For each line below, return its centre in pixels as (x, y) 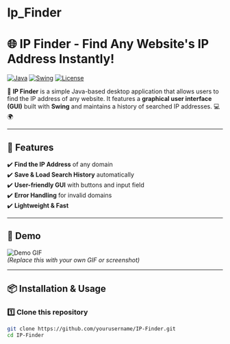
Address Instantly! (61, 59)
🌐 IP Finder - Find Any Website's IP (108, 44)
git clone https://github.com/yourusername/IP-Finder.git (91, 329)
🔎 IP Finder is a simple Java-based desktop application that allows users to (113, 91)
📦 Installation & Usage (56, 289)
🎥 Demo (24, 236)
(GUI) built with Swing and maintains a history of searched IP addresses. (110, 106)
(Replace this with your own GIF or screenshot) (74, 260)
